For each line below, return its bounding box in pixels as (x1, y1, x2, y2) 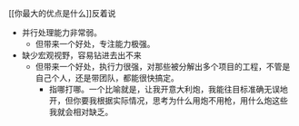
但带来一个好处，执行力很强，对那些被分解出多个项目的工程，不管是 (35, 62, 291, 72)
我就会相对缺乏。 (48, 107, 114, 117)
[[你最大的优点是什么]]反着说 (8, 8, 116, 18)
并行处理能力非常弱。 (21, 27, 102, 38)
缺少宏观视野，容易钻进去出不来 (21, 50, 142, 61)
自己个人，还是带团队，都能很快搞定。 (35, 73, 179, 83)
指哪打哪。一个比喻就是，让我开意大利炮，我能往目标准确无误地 (48, 84, 288, 94)
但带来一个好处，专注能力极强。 (35, 39, 155, 49)
